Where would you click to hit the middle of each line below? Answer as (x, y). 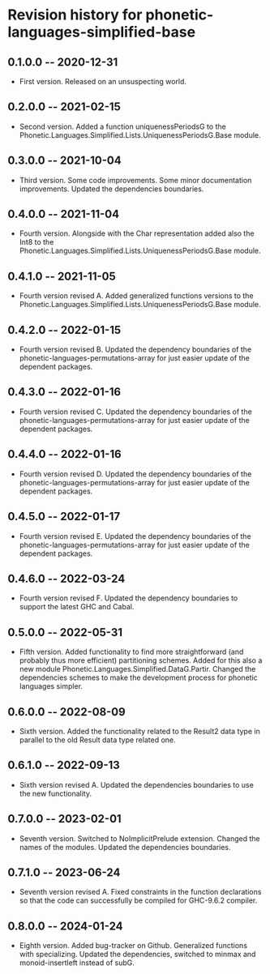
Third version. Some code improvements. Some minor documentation (135, 180)
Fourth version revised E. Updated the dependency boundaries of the (135, 536)
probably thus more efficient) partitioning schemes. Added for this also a (141, 660)
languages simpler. (51, 686)
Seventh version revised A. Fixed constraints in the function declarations (140, 892)
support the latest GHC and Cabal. (77, 607)
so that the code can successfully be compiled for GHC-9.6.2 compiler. (138, 900)
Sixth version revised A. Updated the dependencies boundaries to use (137, 784)
